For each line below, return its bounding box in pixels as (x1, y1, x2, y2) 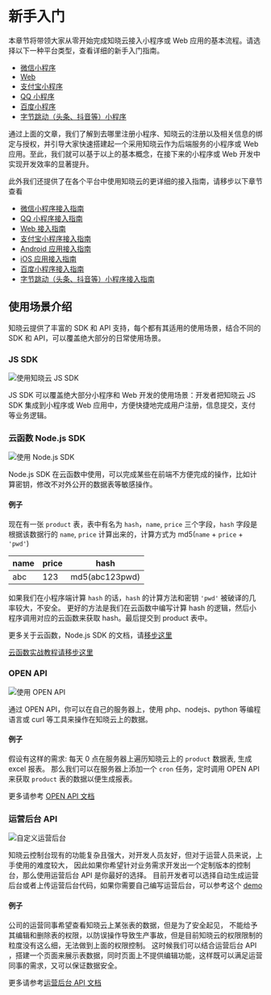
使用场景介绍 (8, 300, 73, 314)
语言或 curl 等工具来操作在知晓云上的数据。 (8, 714, 153, 724)
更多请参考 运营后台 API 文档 (8, 977, 102, 987)
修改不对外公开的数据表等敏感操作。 (35, 479, 157, 489)
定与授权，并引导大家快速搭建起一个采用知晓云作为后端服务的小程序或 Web (8, 139, 259, 148)
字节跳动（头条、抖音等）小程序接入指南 (19, 274, 155, 283)
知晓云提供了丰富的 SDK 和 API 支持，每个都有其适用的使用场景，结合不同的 (8, 323, 261, 332)
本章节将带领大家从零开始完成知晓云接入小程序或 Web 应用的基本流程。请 (8, 36, 254, 45)
